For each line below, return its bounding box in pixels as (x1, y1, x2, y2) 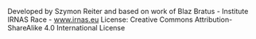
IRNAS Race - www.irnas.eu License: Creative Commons (7, 15, 193, 24)
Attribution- (194, 15, 233, 24)
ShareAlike (7, 23, 43, 32)
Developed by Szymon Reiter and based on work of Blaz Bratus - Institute (7, 7, 249, 16)
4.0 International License (44, 23, 126, 32)
